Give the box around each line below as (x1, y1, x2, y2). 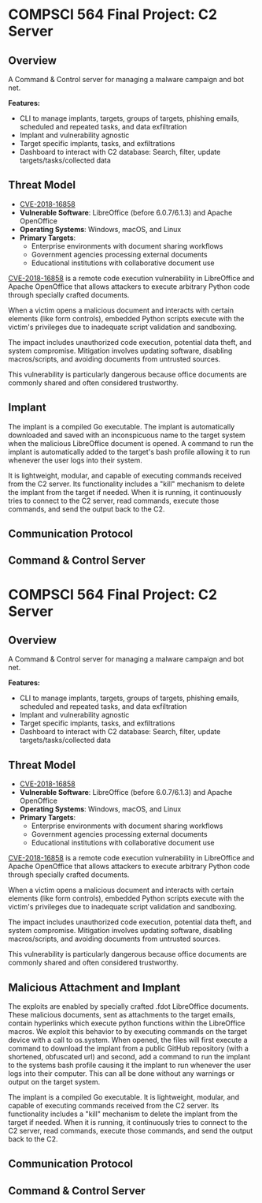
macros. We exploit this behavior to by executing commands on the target (8, 1027, 248, 1036)
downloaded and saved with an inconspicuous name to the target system (8, 430, 245, 440)
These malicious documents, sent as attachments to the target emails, (8, 1010, 236, 1020)
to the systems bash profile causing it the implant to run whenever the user (8, 1060, 252, 1070)
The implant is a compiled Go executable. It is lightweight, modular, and (8, 1092, 240, 1102)
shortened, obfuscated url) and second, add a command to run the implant (8, 1052, 250, 1062)
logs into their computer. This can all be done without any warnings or (8, 1069, 235, 1078)
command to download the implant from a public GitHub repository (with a (8, 1044, 249, 1053)
